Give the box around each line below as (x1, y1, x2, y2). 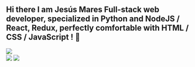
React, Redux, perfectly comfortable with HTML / (6, 23, 189, 33)
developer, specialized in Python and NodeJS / (6, 14, 180, 24)
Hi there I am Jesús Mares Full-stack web (6, 5, 160, 15)
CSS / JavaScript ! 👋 (6, 32, 81, 42)
